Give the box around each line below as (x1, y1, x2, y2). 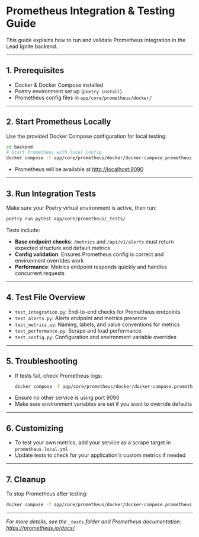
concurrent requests (14, 269, 65, 277)
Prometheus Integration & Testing (6, 4, 175, 18)
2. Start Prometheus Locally (6, 117, 111, 127)
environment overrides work (14, 257, 84, 264)
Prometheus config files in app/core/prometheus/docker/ (14, 94, 152, 101)
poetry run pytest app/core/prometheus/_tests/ (6, 216, 126, 222)
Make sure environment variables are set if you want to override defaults (14, 400, 192, 408)
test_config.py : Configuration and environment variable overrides (14, 333, 176, 340)
